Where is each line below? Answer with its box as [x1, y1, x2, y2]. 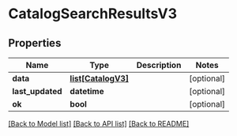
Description [136, 60, 182, 70]
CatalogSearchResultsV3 [8, 5, 178, 23]
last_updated [12, 86, 62, 96]
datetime [70, 86, 104, 96]
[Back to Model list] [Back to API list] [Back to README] [8, 119, 190, 128]
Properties [8, 36, 62, 50]
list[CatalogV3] [70, 73, 129, 84]
